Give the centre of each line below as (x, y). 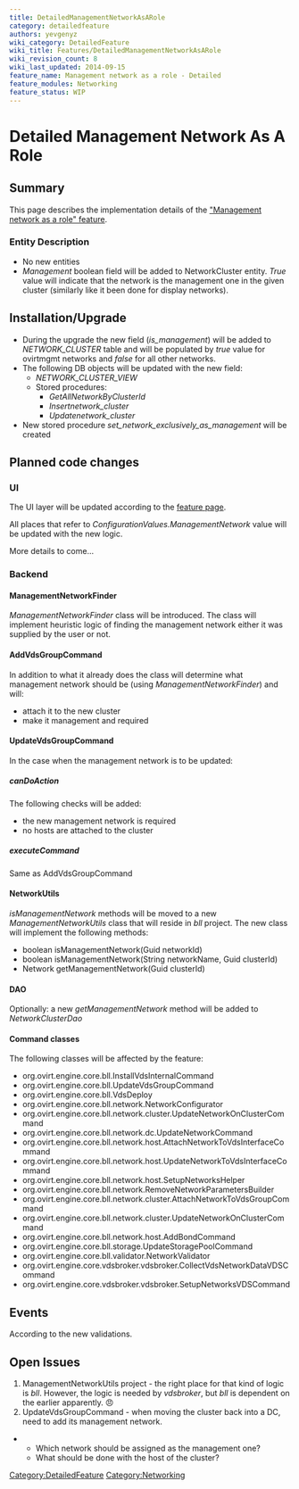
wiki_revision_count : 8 (54, 59)
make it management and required (85, 720)
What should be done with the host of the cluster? (128, 1458)
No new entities (51, 261)
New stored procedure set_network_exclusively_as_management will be (154, 425)
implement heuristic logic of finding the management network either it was (146, 625)
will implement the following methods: (79, 932)
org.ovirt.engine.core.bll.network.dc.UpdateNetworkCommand (137, 1133)
